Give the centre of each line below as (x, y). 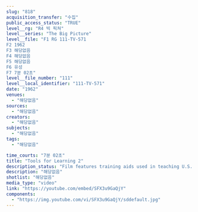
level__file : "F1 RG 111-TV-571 (46, 39)
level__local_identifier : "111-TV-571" (56, 84)
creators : (18, 117)
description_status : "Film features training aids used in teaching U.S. (100, 166)
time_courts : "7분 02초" (36, 155)
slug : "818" (21, 12)
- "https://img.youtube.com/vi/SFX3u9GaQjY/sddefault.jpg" (86, 199)
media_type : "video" (32, 183)
